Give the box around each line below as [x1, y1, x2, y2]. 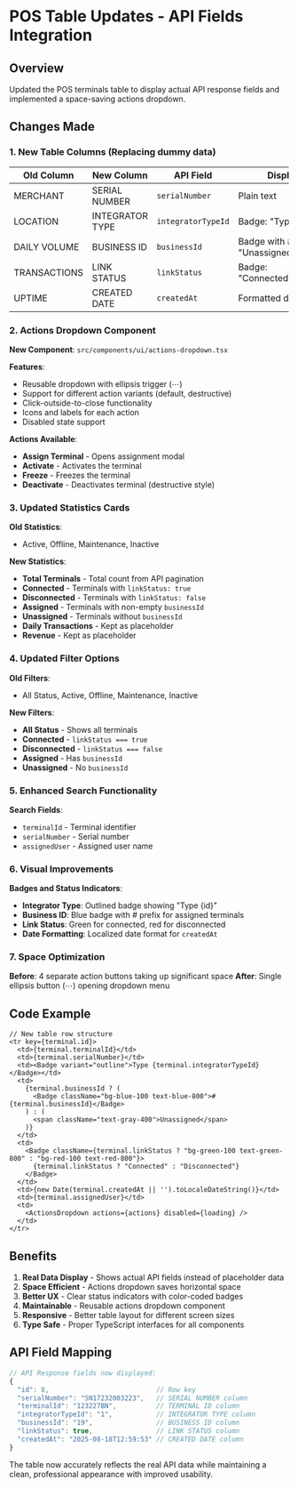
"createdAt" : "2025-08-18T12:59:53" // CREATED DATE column [17, 1435, 244, 1444]
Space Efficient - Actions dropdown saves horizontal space [21, 1282, 241, 1292]
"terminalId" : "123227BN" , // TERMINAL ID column [17, 1402, 240, 1411]
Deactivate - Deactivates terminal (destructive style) [21, 479, 216, 490]
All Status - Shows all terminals [21, 724, 138, 735]
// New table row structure [9, 1030, 114, 1039]
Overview [9, 60, 65, 76]
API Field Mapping [9, 1345, 113, 1360]
